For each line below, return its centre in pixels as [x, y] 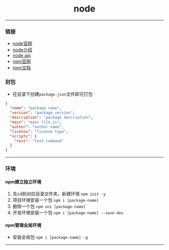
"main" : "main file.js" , [36, 122]
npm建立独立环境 [23, 182]
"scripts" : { [23, 136]
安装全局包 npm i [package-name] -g [50, 237]
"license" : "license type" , [39, 131]
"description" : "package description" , [52, 118]
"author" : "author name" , [37, 127]
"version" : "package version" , [43, 113]
